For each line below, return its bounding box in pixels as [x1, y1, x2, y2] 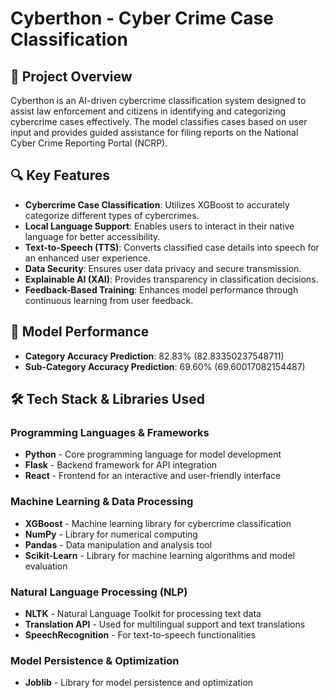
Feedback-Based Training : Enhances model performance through [24, 283, 299, 296]
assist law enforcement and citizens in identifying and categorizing [10, 105, 287, 117]
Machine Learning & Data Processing [10, 495, 194, 509]
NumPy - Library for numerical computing [24, 528, 198, 540]
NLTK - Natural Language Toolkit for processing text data [24, 607, 262, 619]
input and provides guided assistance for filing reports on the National [10, 127, 299, 138]
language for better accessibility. [24, 230, 161, 242]
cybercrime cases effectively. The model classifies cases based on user [10, 116, 308, 127]
